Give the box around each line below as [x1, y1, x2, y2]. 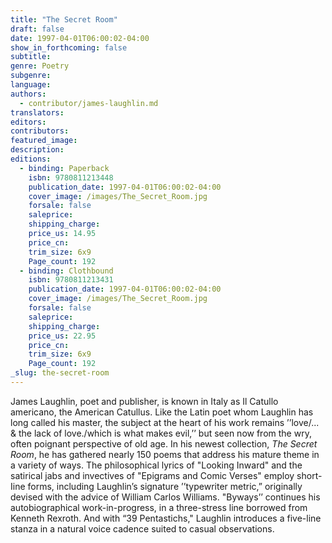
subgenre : [10, 71, 52, 81]
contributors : [10, 126, 70, 136]
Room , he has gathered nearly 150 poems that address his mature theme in [10, 448, 320, 460]
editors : [10, 117, 47, 127]
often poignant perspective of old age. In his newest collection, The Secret [10, 437, 318, 450]
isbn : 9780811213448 [28, 172, 114, 183]
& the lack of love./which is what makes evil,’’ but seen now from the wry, [10, 427, 312, 439]
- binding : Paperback [19, 163, 110, 173]
